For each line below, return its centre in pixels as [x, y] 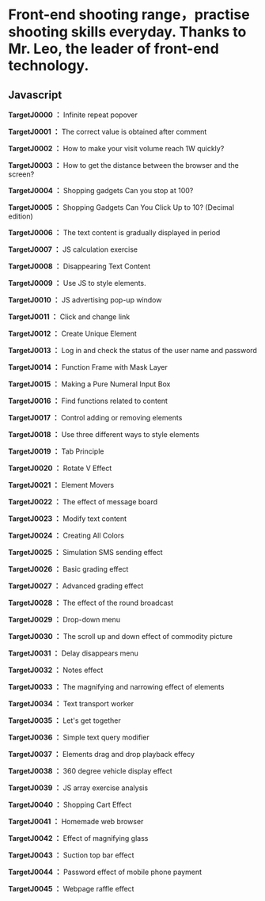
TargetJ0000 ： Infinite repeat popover [73, 115]
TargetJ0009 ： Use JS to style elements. [77, 283]
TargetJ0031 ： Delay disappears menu [73, 653]
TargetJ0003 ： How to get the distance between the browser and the [123, 165]
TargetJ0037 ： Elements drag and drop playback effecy [102, 754]
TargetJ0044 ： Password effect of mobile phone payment [105, 872]
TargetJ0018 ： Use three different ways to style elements [104, 434]
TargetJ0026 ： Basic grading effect [68, 569]
